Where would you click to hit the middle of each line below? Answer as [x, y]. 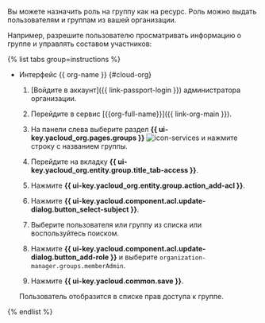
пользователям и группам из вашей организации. [92, 20]
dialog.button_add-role [70, 257]
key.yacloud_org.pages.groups [83, 138]
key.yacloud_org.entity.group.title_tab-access [109, 170]
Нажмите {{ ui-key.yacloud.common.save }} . [107, 281]
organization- [182, 258]
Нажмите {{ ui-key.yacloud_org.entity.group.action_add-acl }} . [138, 185]
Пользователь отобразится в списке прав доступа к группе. [121, 296]
